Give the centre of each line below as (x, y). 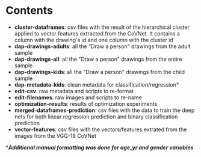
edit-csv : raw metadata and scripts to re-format (74, 91)
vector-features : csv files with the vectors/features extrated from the (100, 129)
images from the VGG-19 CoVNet (55, 135)
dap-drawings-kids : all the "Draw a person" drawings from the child (99, 72)
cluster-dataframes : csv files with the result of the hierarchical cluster (102, 27)
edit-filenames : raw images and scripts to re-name (78, 97)
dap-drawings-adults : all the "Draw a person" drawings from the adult (102, 46)
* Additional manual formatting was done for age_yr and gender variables (100, 147)
